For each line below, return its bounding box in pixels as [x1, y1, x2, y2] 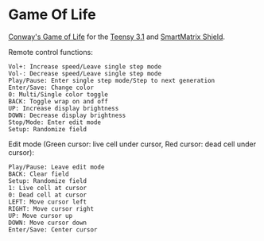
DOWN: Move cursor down [8, 219, 87, 227]
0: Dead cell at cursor [8, 191, 87, 199]
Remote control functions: [8, 47, 93, 56]
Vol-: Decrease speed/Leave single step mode [8, 69, 161, 77]
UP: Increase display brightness [8, 104, 119, 112]
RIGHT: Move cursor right [8, 204, 94, 212]
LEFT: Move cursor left [8, 197, 87, 206]
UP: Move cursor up [8, 212, 73, 220]
